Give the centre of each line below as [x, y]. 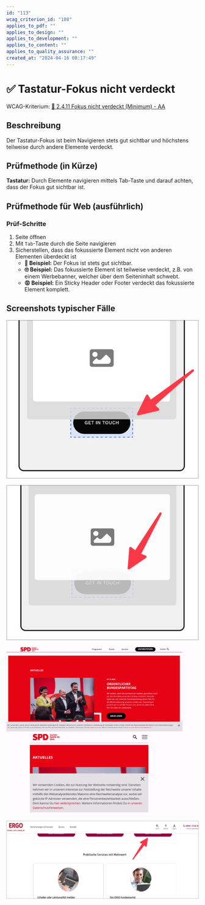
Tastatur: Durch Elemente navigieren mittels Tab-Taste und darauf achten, [100, 181]
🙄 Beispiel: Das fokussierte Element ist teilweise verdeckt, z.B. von [109, 269]
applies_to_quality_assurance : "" [50, 52]
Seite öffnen [31, 237]
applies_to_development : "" [42, 39]
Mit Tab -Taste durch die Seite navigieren [66, 244]
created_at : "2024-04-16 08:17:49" [52, 58]
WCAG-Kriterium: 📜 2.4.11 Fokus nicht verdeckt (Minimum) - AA [86, 106]
